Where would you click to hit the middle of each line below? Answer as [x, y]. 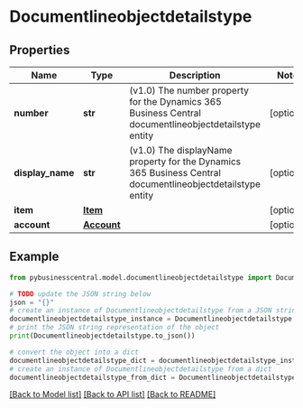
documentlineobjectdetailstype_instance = [90, 319]
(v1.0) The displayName [181, 150]
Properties [40, 50]
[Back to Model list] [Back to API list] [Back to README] [113, 394]
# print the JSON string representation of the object [115, 328]
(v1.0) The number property [189, 90]
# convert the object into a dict [74, 352]
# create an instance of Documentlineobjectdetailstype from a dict [141, 369]
